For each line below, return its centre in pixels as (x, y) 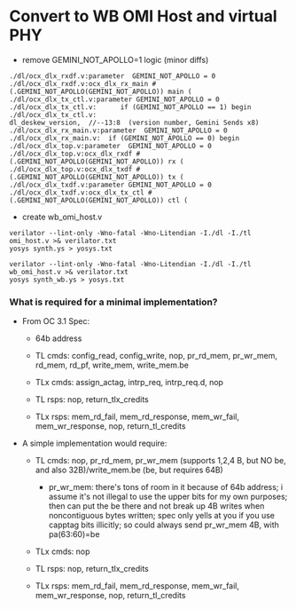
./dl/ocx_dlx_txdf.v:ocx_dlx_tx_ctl (77, 193)
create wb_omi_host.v (62, 217)
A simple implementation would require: (94, 443)
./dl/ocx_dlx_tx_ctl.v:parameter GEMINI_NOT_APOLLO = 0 (114, 99)
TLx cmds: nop (62, 551)
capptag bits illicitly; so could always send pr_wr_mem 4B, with (164, 525)
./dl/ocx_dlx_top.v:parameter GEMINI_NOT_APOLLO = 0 (111, 146)
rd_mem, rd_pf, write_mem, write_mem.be (112, 365)
